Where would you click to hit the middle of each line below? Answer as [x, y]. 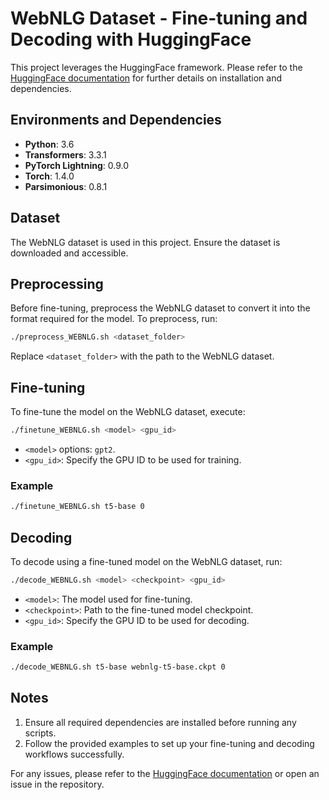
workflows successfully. [74, 754]
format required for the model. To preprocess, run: [114, 319]
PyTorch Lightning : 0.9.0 [76, 165]
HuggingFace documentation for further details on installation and [146, 78]
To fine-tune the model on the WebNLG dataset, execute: [128, 412]
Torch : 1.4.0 [49, 176]
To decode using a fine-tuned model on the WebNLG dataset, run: [146, 561]
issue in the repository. [57, 784]
